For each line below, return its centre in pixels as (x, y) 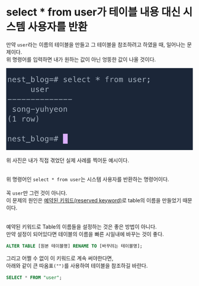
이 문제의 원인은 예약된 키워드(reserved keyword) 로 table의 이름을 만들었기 (94, 200)
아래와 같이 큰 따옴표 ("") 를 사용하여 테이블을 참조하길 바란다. (77, 265)
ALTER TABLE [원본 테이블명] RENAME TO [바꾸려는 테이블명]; (74, 246)
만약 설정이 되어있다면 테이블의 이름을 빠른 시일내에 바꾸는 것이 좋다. (85, 234)
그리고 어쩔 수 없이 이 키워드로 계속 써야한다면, (60, 258)
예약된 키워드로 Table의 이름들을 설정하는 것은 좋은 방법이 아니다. (81, 227)
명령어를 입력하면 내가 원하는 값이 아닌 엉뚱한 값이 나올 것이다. (84, 59)
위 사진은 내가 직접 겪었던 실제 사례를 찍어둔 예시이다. (68, 160)
